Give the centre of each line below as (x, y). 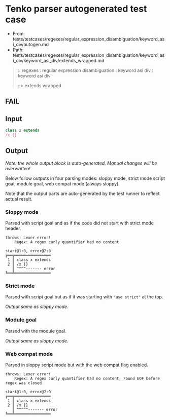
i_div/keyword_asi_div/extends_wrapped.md (58, 60)
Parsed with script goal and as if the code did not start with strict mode (79, 223)
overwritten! (18, 168)
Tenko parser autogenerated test (76, 9)
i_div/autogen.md (31, 44)
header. (13, 228)
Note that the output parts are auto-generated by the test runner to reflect (82, 194)
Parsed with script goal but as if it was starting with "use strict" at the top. (84, 297)
